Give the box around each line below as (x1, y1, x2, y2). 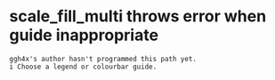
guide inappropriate (9, 25, 158, 45)
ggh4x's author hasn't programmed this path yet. (9, 54, 198, 63)
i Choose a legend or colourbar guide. (9, 62, 158, 71)
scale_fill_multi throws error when (9, 6, 267, 27)
